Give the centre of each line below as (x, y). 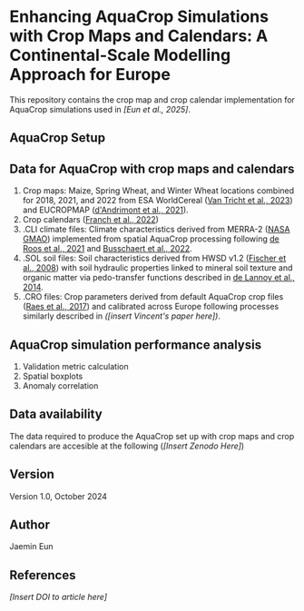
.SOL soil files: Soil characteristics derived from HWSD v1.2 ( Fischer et (154, 258)
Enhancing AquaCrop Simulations (139, 17)
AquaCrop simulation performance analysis (135, 345)
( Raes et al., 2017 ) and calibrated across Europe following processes (151, 307)
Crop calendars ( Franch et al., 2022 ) (90, 220)
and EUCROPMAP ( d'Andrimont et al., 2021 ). (105, 210)
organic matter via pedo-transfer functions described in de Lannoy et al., (158, 278)
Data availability (56, 414)
